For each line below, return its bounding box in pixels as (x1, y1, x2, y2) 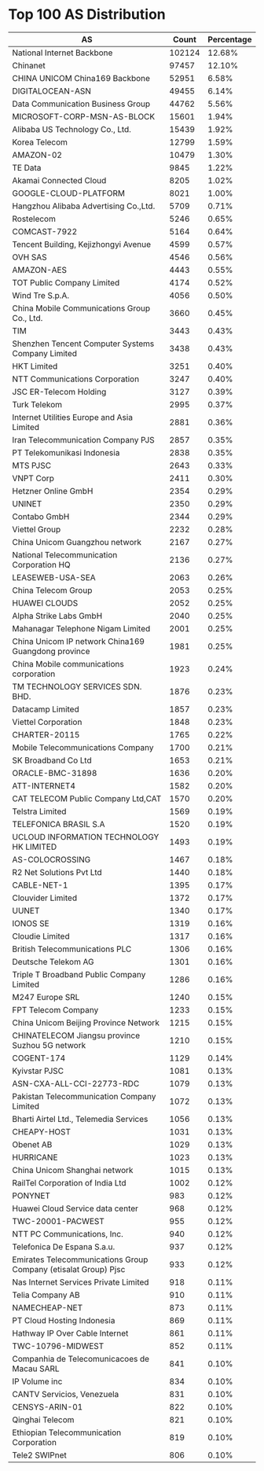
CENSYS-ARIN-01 (12, 1401, 83, 1412)
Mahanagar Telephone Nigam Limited (12, 623, 151, 634)
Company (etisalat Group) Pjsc (12, 1263, 126, 1274)
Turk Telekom (12, 399, 63, 410)
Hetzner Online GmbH (12, 485, 93, 496)
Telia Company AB (12, 1289, 80, 1300)
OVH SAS (12, 252, 47, 263)
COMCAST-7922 (12, 226, 77, 237)
